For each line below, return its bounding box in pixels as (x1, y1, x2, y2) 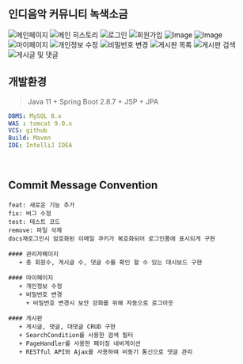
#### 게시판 (8, 314, 43, 322)
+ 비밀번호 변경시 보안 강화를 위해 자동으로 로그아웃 (25, 299, 174, 307)
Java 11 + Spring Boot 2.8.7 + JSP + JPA (27, 97, 159, 106)
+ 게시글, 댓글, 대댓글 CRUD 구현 (18, 323, 116, 331)
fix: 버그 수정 (8, 209, 51, 218)
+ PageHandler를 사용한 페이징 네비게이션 (18, 339, 141, 347)
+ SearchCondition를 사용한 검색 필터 (18, 331, 134, 339)
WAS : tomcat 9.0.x (8, 119, 73, 127)
